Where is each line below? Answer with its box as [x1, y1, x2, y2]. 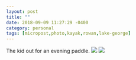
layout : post [6, 8, 38, 15]
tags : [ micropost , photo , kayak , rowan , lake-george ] [6, 31, 131, 36]
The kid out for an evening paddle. [6, 48, 90, 55]
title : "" [6, 14, 31, 20]
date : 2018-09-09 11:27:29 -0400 [6, 19, 89, 25]
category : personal [6, 25, 54, 31]
